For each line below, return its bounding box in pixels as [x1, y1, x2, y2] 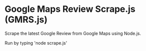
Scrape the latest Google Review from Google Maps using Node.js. [4, 30, 141, 36]
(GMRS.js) [4, 14, 48, 25]
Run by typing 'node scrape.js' [4, 40, 68, 46]
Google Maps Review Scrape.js [4, 3, 136, 15]
